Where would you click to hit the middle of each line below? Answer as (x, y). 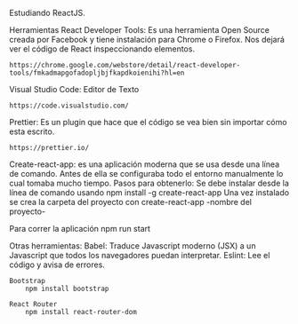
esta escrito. (32, 131)
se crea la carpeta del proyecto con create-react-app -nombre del (130, 202)
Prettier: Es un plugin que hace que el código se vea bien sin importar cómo (148, 122)
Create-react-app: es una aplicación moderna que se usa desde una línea (145, 164)
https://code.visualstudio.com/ (69, 106)
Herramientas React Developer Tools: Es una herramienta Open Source (139, 30)
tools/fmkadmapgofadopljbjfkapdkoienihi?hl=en (97, 73)
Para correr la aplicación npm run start (80, 229)
